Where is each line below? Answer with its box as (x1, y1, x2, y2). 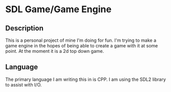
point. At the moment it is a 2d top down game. (5, 48, 104, 54)
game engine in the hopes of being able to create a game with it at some (5, 43, 158, 49)
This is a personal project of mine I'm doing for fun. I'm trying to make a (5, 37, 157, 43)
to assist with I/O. (5, 81, 42, 87)
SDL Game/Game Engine (5, 4, 112, 15)
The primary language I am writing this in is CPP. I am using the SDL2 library (5, 76, 166, 82)
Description (5, 24, 44, 33)
